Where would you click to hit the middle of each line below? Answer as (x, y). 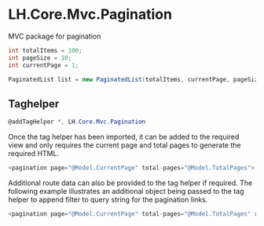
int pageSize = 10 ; (40, 58)
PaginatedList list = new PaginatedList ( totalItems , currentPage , (119, 79)
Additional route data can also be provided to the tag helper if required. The (130, 183)
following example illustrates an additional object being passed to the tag (126, 191)
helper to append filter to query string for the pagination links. (108, 199)
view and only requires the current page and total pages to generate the (125, 145)
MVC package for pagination (55, 36)
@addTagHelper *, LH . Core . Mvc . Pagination (77, 122)
